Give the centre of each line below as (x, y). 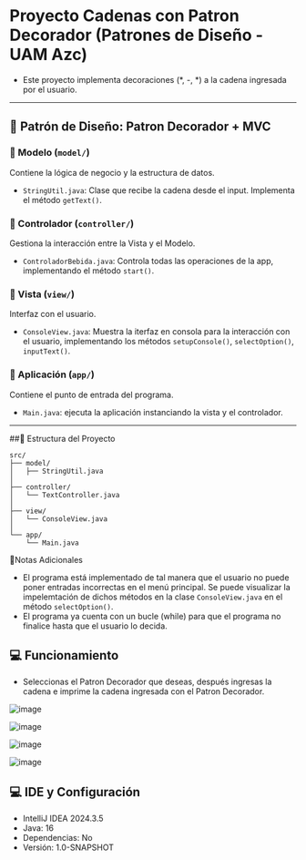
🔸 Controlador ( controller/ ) (72, 223)
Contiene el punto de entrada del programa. (92, 394)
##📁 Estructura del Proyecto (62, 438)
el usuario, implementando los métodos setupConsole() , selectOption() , (158, 342)
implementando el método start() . (88, 271)
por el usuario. (50, 89)
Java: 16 (38, 828)
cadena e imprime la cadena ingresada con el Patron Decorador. (143, 691)
